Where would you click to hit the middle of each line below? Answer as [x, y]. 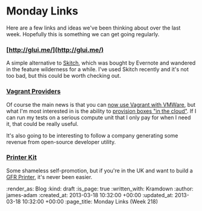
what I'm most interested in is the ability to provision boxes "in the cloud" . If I [101, 111]
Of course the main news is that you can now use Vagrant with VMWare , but [101, 104]
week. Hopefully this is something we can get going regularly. [83, 34]
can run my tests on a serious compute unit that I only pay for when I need [99, 117]
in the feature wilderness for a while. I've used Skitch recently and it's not [97, 69]
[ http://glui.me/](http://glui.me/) [55, 49]
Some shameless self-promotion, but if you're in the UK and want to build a [99, 171]
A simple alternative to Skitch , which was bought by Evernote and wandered [101, 63]
